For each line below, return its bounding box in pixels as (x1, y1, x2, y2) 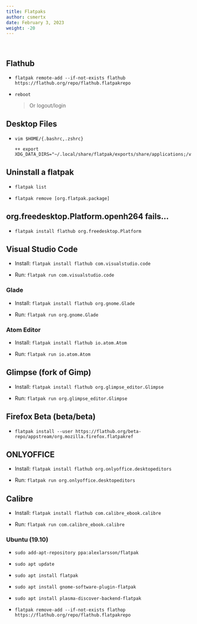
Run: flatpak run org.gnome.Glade (14, 311, 99, 318)
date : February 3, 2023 (6, 19, 65, 25)
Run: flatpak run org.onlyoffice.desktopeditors (14, 477, 135, 484)
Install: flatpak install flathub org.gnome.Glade (14, 299, 135, 307)
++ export (14, 146, 39, 152)
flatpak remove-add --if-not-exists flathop (14, 607, 126, 613)
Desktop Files (6, 119, 58, 129)
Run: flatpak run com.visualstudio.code (14, 271, 115, 278)
